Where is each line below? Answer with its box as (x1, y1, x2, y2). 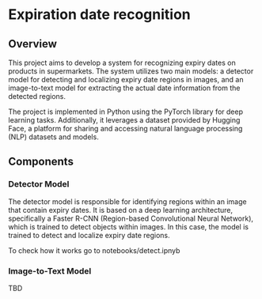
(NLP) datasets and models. (8, 132, 99, 142)
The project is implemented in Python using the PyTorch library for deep (8, 107, 244, 116)
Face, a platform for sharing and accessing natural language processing (8, 124, 243, 133)
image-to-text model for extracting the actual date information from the (8, 83, 241, 93)
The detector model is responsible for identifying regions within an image (8, 196, 247, 206)
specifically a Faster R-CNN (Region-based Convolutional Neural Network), (8, 214, 254, 223)
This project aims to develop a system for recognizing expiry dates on (8, 58, 236, 67)
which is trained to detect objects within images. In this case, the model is (8, 221, 249, 231)
